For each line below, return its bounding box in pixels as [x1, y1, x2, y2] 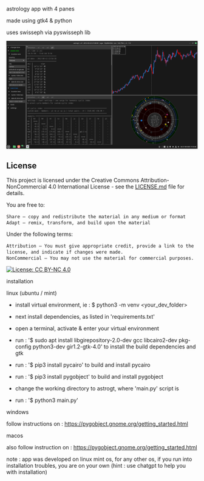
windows [6, 409, 29, 416]
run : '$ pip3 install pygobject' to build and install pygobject [15, 373, 164, 381]
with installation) [6, 468, 47, 476]
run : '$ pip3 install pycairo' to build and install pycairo [15, 361, 151, 369]
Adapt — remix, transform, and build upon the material [6, 220, 151, 226]
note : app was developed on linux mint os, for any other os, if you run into [6, 455, 192, 463]
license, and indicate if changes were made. [6, 249, 123, 255]
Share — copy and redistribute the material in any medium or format [6, 214, 186, 220]
